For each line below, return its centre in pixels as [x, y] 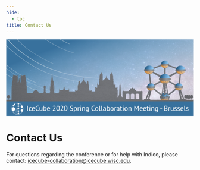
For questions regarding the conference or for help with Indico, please [92, 155]
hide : [13, 12]
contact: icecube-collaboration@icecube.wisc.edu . [69, 161]
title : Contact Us [29, 25]
